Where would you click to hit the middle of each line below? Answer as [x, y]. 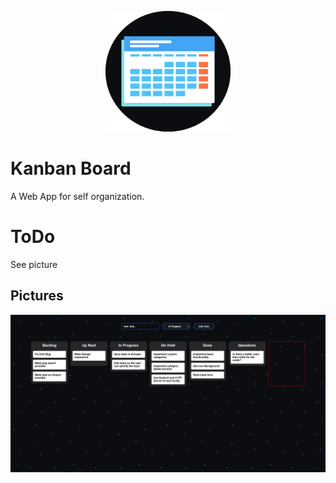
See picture [34, 264]
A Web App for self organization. [77, 196]
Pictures [37, 296]
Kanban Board [71, 168]
